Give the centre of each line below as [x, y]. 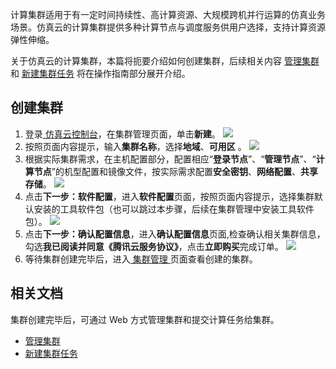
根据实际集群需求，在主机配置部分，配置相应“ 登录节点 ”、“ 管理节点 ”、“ [170, 159]
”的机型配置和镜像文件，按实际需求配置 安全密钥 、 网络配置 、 [176, 171]
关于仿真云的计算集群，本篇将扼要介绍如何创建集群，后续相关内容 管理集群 [165, 61]
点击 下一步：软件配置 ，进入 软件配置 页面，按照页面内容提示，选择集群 [169, 196]
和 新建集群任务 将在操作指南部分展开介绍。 [100, 73]
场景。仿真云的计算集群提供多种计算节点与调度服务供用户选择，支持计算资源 [168, 27]
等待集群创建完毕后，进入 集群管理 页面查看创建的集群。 [141, 259]
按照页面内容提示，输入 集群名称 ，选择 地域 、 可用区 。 [135, 146]
